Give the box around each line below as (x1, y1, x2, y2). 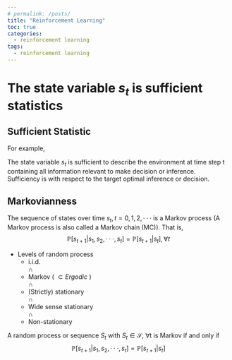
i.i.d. (28, 257, 41, 265)
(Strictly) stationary (28, 287, 85, 296)
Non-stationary (28, 317, 73, 325)
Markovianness (7, 195, 78, 207)
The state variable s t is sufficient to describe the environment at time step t (7, 158, 225, 168)
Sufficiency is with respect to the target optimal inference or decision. (7, 174, 210, 184)
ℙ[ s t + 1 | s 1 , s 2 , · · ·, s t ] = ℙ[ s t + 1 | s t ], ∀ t (66, 234, 171, 244)
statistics (7, 97, 63, 114)
